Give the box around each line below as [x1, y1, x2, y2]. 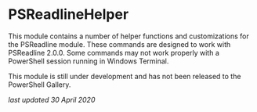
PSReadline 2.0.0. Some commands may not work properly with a [8, 48, 219, 57]
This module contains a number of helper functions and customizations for [8, 31, 249, 41]
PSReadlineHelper [8, 5, 129, 23]
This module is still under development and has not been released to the [8, 71, 241, 81]
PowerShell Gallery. [8, 80, 71, 89]
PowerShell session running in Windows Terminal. [8, 56, 169, 66]
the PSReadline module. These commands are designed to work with [8, 39, 231, 49]
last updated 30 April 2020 [8, 95, 96, 104]
